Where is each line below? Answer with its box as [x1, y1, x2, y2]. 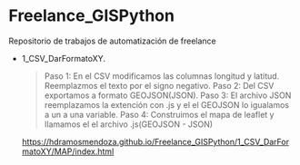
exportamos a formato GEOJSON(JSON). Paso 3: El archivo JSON [44, 90, 292, 101]
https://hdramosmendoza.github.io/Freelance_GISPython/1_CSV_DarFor [21, 136, 290, 147]
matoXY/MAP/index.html [21, 146, 115, 157]
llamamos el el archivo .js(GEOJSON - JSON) [44, 119, 214, 130]
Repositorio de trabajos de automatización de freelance [8, 35, 216, 46]
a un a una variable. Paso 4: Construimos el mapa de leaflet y [44, 109, 275, 120]
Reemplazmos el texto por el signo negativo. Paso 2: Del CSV [44, 80, 275, 91]
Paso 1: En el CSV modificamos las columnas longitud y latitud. [44, 70, 280, 82]
